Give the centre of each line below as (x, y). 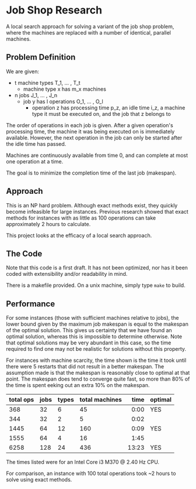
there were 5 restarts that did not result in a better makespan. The (85, 367)
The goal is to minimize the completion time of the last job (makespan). (91, 173)
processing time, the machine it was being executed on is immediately (90, 131)
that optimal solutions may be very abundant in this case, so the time (89, 343)
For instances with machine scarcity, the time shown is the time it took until (96, 360)
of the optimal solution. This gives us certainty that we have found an (89, 330)
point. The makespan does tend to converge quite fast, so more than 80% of (98, 379)
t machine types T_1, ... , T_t (47, 83)
